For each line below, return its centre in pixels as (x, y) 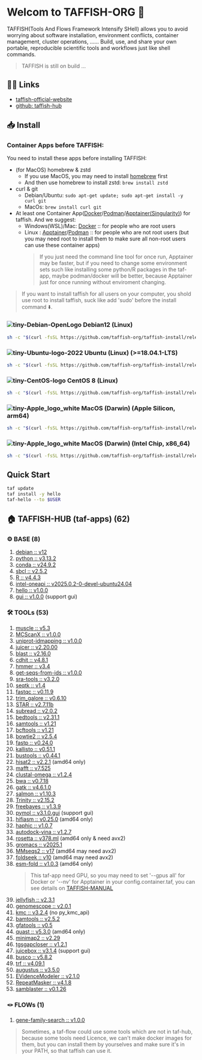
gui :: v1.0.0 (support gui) (46, 597)
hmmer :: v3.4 (33, 666)
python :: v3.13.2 (36, 558)
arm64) (18, 415)
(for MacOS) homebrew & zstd (53, 170)
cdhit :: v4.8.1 (32, 660)
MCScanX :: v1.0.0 (38, 634)
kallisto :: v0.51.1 (35, 749)
